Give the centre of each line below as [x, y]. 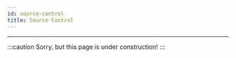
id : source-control [36, 14]
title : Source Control [40, 20]
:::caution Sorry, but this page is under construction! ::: [86, 47]
